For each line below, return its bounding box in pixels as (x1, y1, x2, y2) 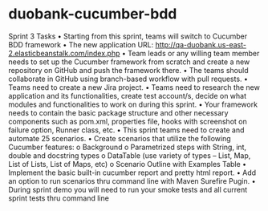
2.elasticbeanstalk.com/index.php (8, 48, 120, 58)
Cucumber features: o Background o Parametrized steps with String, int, (8, 142, 247, 152)
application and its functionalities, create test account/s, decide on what (8, 91, 247, 100)
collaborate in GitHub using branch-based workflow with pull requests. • (8, 74, 249, 83)
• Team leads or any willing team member (121, 48, 260, 58)
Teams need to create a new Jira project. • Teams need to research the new (8, 82, 261, 92)
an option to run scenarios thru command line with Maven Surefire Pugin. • (8, 176, 256, 185)
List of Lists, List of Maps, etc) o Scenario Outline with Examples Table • (8, 159, 247, 168)
